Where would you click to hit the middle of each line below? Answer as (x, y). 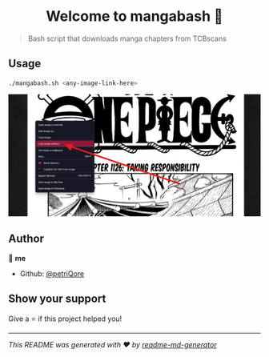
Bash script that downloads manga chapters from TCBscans (127, 38)
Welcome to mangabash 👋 (134, 16)
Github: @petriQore (52, 273)
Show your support (57, 299)
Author (26, 239)
